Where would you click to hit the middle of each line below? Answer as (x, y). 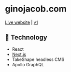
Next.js (19, 54)
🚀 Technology (26, 37)
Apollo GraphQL (28, 64)
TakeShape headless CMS (38, 59)
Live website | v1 (21, 22)
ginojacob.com (36, 9)
